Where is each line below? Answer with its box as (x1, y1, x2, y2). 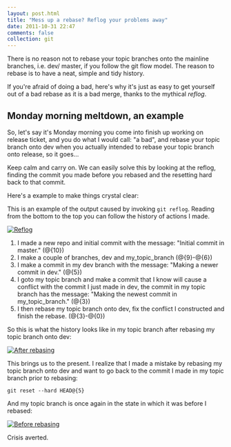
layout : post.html (7, 10, 60, 17)
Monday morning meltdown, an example (7, 110, 184, 121)
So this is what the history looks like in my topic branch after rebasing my (7, 325, 215, 333)
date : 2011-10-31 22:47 (7, 23, 76, 30)
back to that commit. (7, 178, 66, 186)
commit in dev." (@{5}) (17, 268, 83, 276)
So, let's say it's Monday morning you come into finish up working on (7, 128, 203, 136)
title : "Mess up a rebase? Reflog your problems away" (7, 17, 168, 23)
